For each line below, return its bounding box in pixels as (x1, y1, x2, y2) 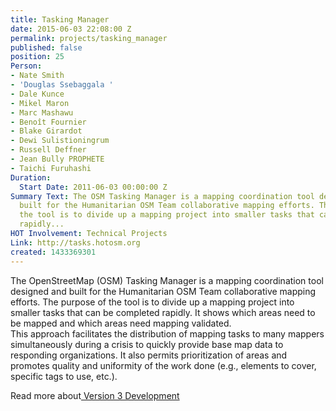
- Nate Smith (10, 71, 65, 81)
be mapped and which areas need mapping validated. (10, 317, 232, 329)
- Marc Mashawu (10, 107, 74, 118)
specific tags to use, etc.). (10, 370, 118, 382)
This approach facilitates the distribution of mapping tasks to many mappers (10, 327, 325, 340)
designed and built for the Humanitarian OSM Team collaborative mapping (10, 285, 317, 297)
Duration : (10, 172, 52, 183)
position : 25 (10, 52, 65, 62)
